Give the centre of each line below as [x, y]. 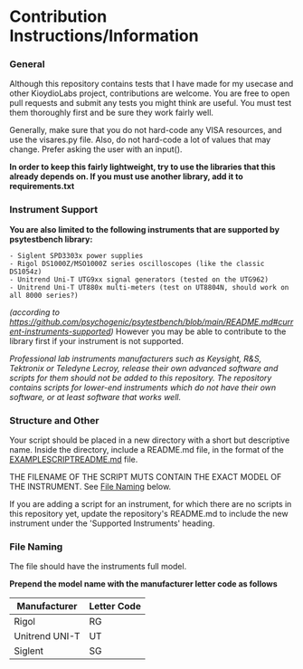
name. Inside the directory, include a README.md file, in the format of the [147, 450]
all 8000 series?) [44, 295]
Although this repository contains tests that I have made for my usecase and [151, 84]
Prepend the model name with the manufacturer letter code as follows [143, 584]
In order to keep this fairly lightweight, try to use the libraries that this [142, 167]
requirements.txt [42, 186]
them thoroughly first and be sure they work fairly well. [112, 113]
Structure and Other [54, 420]
